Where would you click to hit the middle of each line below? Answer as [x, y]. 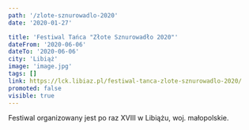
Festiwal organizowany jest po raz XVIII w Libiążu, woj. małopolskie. [119, 118]
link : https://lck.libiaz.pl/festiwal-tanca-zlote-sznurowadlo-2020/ [125, 81]
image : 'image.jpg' [40, 67]
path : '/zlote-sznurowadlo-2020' [63, 15]
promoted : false [35, 88]
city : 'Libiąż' [33, 59]
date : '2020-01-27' [40, 23]
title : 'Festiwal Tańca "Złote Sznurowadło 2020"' [93, 37]
